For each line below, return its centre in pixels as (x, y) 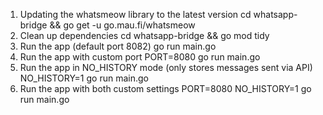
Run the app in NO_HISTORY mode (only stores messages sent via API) (166, 67)
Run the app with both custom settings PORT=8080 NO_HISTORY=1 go (165, 88)
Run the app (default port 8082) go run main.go (118, 46)
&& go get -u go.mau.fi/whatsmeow (122, 25)
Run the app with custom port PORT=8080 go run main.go (140, 57)
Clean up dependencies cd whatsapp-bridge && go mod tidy (144, 35)
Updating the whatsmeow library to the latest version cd (135, 14)
